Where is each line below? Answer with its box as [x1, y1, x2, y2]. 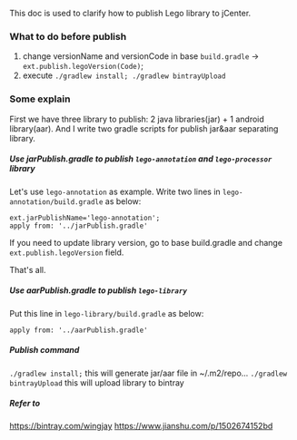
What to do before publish [9, 30, 127, 43]
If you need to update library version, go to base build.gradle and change [9, 237, 283, 248]
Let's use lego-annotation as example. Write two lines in [9, 186, 221, 197]
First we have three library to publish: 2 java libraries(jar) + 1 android [9, 113, 265, 124]
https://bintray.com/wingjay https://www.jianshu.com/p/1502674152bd [9, 421, 273, 432]
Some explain [9, 93, 71, 105]
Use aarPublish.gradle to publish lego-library [9, 285, 188, 296]
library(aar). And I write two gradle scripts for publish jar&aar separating [9, 122, 279, 134]
